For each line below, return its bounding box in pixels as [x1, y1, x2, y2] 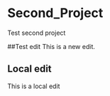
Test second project [7, 28, 66, 37]
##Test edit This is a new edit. [7, 42, 96, 50]
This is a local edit [7, 82, 60, 90]
